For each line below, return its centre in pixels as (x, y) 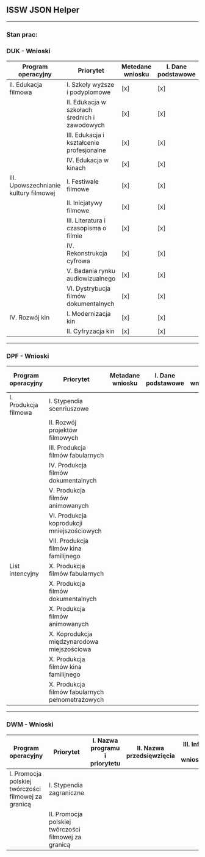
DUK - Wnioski (28, 51)
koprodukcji (66, 523)
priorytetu (105, 763)
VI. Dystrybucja (89, 288)
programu (105, 748)
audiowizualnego (91, 279)
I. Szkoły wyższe (91, 85)
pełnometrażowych (76, 700)
